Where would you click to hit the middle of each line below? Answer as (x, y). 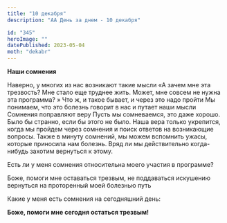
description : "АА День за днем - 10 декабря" (74, 20)
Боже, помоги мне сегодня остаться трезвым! (78, 212)
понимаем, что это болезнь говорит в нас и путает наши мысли (102, 107)
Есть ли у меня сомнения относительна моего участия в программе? (110, 164)
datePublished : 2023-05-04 (46, 46)
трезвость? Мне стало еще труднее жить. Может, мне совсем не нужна (114, 92)
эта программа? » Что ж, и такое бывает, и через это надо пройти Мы (111, 100)
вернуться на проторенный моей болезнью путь (79, 185)
